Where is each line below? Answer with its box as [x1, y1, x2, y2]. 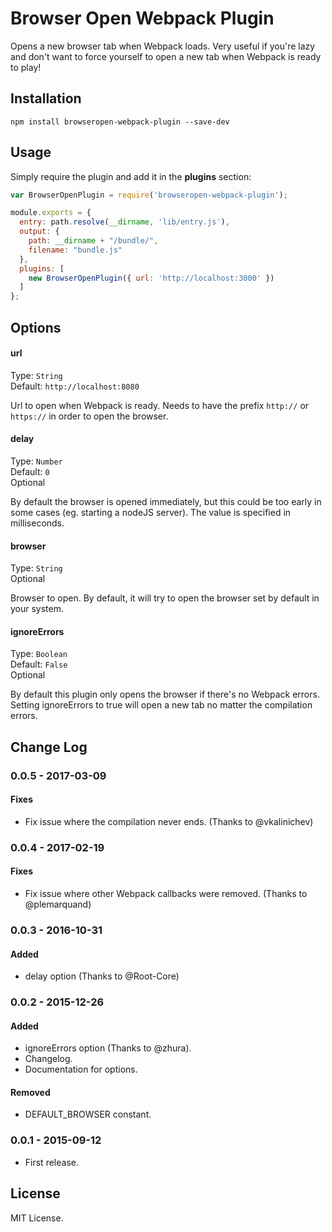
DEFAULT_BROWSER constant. [24, 1108, 152, 1121]
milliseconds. [10, 517, 65, 529]
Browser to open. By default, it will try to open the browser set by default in [10, 592, 320, 604]
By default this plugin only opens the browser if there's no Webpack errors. [10, 688, 320, 701]
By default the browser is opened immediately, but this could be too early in [10, 495, 322, 507]
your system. [10, 603, 65, 615]
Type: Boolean [10, 648, 68, 660]
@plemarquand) [24, 898, 92, 911]
